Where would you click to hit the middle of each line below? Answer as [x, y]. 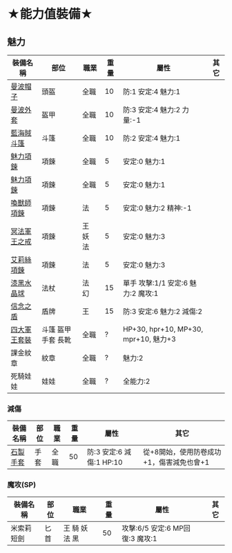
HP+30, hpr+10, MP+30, [163, 329]
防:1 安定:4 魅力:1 [152, 92]
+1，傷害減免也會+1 [176, 463]
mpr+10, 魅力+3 [149, 339]
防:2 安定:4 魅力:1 [152, 138]
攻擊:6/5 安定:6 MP [153, 528]
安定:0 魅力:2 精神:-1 [157, 208]
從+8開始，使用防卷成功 [182, 452]
